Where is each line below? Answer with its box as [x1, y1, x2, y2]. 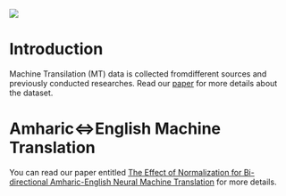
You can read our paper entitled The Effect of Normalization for [9, 167, 242, 177]
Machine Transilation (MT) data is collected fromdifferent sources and [9, 68, 267, 79]
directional [9, 176, 49, 187]
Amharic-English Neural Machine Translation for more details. [49, 176, 277, 187]
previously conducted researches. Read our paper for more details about [9, 78, 278, 88]
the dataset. [9, 87, 54, 98]
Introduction [9, 39, 104, 60]
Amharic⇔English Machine [9, 118, 222, 139]
